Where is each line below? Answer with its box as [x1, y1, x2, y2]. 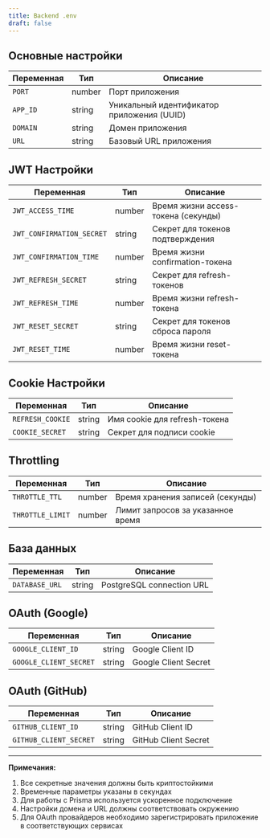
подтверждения [152, 234, 215, 245]
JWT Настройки [8, 162, 94, 177]
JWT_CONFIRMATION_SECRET [12, 230, 108, 239]
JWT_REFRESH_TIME [12, 299, 79, 308]
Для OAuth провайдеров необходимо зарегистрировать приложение [19, 812, 259, 822]
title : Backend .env [8, 11, 78, 20]
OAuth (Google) [8, 606, 88, 619]
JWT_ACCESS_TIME [12, 206, 75, 215]
